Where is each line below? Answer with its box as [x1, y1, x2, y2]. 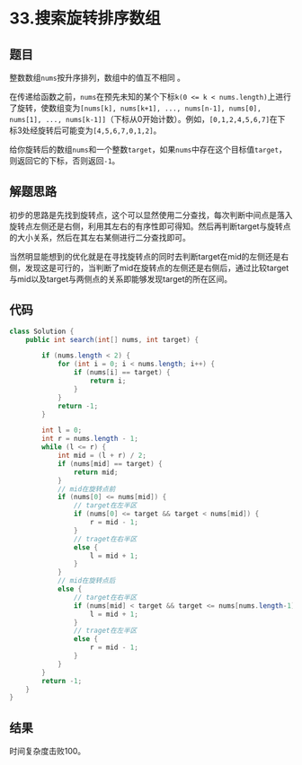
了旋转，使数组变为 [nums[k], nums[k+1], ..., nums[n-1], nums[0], [9, 102, 262, 113]
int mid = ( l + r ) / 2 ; [57, 451, 147, 460]
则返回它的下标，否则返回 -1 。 [9, 155, 120, 166]
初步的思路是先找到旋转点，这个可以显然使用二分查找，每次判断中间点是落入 [9, 209, 293, 220]
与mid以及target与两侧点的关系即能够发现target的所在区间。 [9, 273, 232, 284]
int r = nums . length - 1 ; [41, 435, 139, 444]
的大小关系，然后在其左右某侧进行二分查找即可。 [9, 232, 191, 242]
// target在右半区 [73, 593, 138, 602]
